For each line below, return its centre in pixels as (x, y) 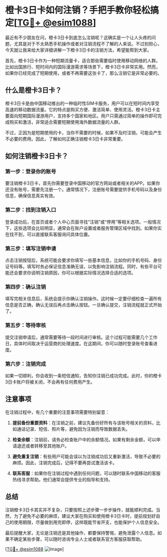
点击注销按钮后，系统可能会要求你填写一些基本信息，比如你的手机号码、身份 (83, 261)
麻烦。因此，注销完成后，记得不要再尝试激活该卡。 (65, 463)
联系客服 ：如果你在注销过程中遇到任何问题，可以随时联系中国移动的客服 (86, 473)
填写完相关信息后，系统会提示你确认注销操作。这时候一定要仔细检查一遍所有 (83, 299)
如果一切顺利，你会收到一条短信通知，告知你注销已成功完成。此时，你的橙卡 (83, 375)
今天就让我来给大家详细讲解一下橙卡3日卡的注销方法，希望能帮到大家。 (78, 50)
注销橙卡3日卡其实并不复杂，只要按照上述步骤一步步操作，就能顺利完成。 (81, 510)
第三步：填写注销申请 (31, 249)
